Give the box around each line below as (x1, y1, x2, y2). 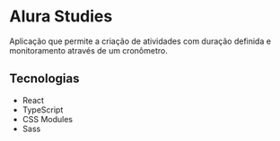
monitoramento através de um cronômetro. (9, 45, 168, 55)
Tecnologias (9, 71, 80, 87)
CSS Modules (22, 113, 74, 124)
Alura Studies (9, 6, 113, 27)
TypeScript (22, 104, 64, 115)
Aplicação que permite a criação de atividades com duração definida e (9, 36, 272, 46)
